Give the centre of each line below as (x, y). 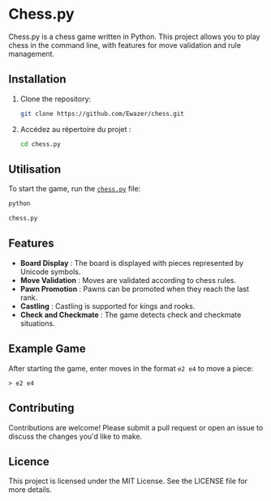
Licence (29, 462)
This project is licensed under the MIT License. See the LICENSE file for (128, 481)
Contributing (41, 408)
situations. (37, 323)
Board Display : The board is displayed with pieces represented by (132, 263)
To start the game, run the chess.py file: (75, 189)
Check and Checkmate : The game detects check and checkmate (131, 315)
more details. (30, 490)
